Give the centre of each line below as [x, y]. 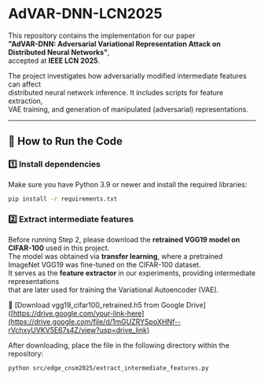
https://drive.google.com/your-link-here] [79, 313]
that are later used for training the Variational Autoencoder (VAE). [114, 290]
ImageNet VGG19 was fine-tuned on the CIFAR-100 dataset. [105, 264]
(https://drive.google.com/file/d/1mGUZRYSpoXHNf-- [95, 321]
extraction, [26, 101]
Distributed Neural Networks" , [59, 52]
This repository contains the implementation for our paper [102, 35]
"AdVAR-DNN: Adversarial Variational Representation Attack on [115, 43]
